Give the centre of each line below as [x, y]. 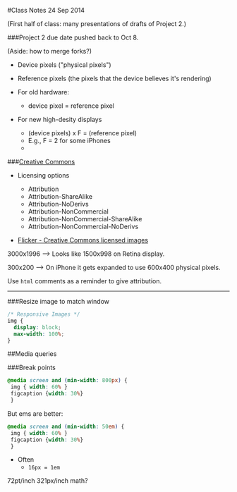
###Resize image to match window [59, 301]
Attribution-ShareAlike [60, 196]
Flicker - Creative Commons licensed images [83, 240]
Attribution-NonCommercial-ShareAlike [85, 219]
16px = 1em [44, 468]
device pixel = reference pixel [71, 106]
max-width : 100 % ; [39, 334]
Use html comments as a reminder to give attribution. [85, 281]
